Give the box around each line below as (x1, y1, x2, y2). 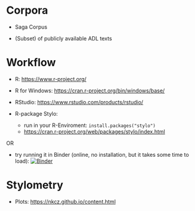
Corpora (6, 4, 48, 17)
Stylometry (6, 178, 64, 192)
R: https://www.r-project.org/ (14, 75, 87, 82)
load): (14, 157, 30, 165)
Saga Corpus (14, 23, 48, 30)
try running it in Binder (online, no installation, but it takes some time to (14, 151, 190, 158)
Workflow (6, 56, 56, 69)
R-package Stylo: (14, 110, 58, 117)
